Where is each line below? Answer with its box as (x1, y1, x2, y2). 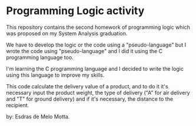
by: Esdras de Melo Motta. (6, 113, 70, 120)
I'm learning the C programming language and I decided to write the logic (6, 65, 184, 72)
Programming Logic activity (6, 4, 145, 18)
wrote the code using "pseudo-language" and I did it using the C (6, 47, 163, 54)
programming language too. (6, 54, 74, 61)
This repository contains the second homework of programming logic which (6, 24, 190, 31)
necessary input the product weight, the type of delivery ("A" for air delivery (6, 89, 190, 96)
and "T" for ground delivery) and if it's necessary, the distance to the (6, 95, 174, 102)
